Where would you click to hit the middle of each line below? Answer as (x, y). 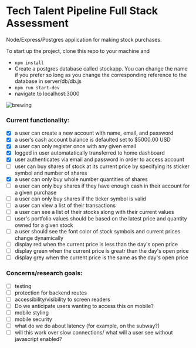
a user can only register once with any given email (75, 146)
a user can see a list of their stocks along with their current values (94, 212)
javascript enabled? (38, 339)
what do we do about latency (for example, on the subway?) (87, 326)
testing (23, 286)
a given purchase (36, 192)
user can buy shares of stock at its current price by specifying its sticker (102, 166)
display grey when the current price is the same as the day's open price (102, 257)
